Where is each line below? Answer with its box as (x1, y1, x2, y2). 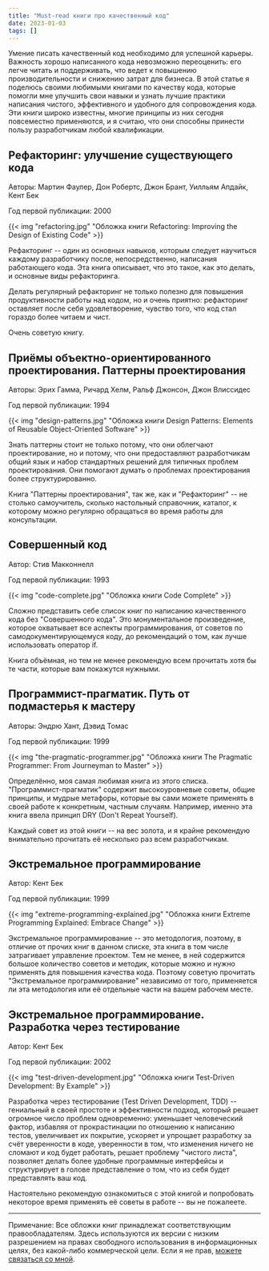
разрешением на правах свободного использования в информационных (8, 1237, 258, 1247)
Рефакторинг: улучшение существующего (8, 148, 234, 162)
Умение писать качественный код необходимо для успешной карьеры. (8, 49, 254, 58)
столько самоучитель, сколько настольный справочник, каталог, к (8, 498, 238, 507)
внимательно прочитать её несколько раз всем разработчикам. (8, 834, 230, 843)
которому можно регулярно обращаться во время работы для (8, 506, 223, 516)
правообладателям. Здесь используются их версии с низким (8, 1229, 219, 1238)
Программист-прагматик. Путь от (8, 687, 191, 701)
